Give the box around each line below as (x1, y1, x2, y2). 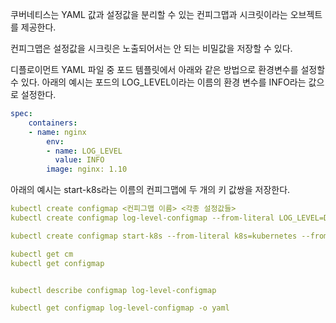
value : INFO (54, 155, 105, 165)
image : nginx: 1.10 (46, 164, 128, 175)
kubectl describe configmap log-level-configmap (10, 285, 217, 295)
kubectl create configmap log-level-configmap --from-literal (10, 213, 275, 223)
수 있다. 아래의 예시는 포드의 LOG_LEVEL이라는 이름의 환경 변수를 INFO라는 (10, 76, 307, 88)
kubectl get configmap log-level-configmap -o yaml (10, 303, 230, 313)
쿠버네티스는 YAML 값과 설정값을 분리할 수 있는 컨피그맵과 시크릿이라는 (10, 9, 288, 20)
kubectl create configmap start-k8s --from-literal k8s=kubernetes (10, 231, 298, 241)
